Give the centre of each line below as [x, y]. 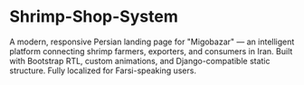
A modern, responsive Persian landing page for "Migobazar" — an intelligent [152, 42]
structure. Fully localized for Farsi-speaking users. [103, 71]
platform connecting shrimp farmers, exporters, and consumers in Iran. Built [151, 51]
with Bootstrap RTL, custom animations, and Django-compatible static [140, 61]
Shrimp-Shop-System [94, 17]
